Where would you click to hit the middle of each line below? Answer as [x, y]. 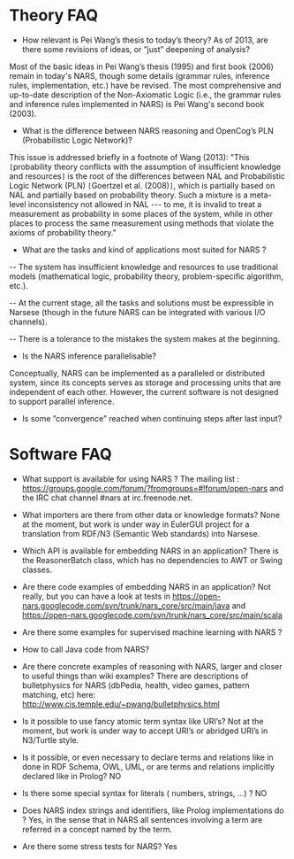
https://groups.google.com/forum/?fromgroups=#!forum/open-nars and [153, 488]
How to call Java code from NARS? [86, 649]
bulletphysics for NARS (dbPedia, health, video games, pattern [136, 685]
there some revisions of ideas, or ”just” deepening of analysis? [136, 49]
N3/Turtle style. [50, 739]
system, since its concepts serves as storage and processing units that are [145, 383]
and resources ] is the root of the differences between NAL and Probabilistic [147, 176]
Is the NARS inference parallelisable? [89, 356]
